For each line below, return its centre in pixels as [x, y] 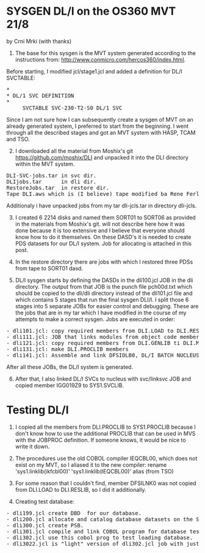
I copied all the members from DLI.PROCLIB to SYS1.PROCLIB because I [106, 427]
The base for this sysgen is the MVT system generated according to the [106, 53]
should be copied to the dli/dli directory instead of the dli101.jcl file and [104, 293]
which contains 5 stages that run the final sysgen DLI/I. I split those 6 [102, 299]
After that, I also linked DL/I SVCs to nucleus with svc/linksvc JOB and [103, 379]
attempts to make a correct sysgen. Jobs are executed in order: [95, 319]
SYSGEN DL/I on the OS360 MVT [91, 11]
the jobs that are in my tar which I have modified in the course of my [101, 313]
